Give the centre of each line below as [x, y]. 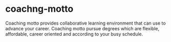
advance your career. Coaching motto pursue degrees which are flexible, [82, 28]
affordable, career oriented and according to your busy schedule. [74, 34]
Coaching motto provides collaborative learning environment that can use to [85, 23]
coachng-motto [39, 9]
